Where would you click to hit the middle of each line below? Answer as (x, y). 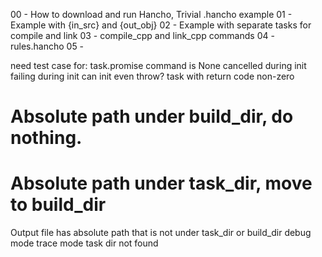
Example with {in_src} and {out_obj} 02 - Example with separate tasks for (161, 25)
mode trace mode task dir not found (84, 243)
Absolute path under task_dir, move (161, 183)
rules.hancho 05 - (47, 46)
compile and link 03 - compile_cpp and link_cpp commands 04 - (142, 35)
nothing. (46, 138)
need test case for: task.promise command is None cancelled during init (158, 65)
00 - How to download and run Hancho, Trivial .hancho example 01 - (151, 14)
